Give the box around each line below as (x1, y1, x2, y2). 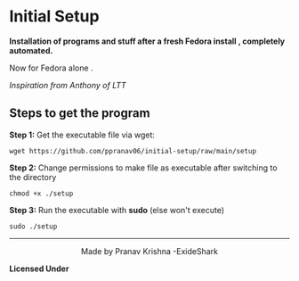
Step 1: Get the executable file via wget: (9, 129, 156, 140)
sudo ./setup (9, 221, 58, 231)
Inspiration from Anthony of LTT (9, 79, 126, 90)
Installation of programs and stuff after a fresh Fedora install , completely (9, 36, 286, 46)
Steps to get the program (9, 105, 150, 121)
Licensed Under (9, 263, 69, 274)
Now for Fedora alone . (9, 62, 93, 73)
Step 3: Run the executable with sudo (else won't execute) (9, 204, 225, 215)
